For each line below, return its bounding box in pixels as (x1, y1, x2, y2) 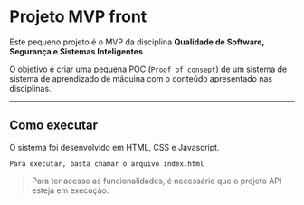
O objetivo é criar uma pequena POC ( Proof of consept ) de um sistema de (9, 63, 288, 74)
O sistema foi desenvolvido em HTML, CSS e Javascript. (9, 142, 220, 152)
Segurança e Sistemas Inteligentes (9, 45, 143, 56)
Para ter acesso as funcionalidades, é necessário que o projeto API (31, 175, 282, 186)
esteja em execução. (31, 184, 109, 196)
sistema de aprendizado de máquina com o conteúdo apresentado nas (9, 73, 273, 83)
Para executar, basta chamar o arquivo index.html (9, 159, 204, 169)
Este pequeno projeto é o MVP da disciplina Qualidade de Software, (9, 36, 265, 47)
